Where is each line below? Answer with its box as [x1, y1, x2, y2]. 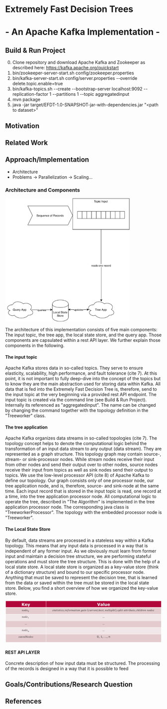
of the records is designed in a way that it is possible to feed [5, 666, 129, 672]
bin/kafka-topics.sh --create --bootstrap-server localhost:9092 [12, 86, 143, 92]
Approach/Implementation [5, 156, 89, 164]
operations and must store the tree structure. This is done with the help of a [5, 558, 160, 564]
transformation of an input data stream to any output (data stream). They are [5, 446, 162, 452]
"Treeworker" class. [5, 413, 46, 419]
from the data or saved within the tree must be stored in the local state [5, 580, 149, 586]
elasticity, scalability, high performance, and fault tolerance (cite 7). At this [5, 370, 158, 376]
